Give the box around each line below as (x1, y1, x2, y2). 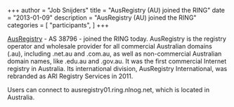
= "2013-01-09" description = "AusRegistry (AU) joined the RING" (7, 13, 197, 22)
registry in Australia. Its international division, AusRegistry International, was (7, 65, 228, 73)
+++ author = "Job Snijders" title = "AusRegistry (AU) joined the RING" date (7, 6, 226, 14)
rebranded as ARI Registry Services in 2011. (7, 72, 134, 80)
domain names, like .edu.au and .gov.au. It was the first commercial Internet (7, 57, 227, 65)
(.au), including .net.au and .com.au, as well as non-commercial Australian (7, 49, 222, 58)
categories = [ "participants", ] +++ (7, 21, 109, 29)
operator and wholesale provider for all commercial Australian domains (7, 42, 212, 50)
